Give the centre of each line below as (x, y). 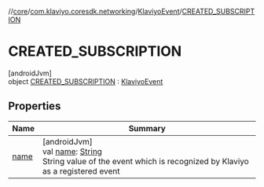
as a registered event (81, 170)
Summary (147, 128)
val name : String (72, 151)
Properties (35, 106)
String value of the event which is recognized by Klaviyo (145, 161)
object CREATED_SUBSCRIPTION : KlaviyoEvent (86, 81)
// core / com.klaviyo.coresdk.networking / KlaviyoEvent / (95, 11)
